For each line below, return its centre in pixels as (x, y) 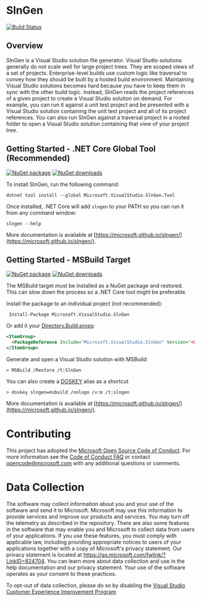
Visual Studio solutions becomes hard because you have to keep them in (96, 86)
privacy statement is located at (44, 554)
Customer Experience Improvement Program (61, 591)
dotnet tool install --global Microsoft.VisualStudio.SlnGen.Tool (91, 195)
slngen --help (24, 224)
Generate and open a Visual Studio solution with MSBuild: (77, 359)
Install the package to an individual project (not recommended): (84, 304)
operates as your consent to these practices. (61, 573)
